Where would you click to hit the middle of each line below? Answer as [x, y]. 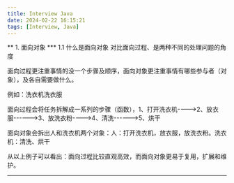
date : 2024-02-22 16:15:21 [46, 20]
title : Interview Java [40, 14]
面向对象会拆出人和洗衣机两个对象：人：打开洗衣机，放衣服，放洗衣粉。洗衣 [117, 133]
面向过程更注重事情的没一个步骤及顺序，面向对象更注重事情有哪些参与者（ [114, 71]
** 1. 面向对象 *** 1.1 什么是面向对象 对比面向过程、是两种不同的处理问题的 [114, 47]
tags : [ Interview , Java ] [43, 27]
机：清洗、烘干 [29, 142]
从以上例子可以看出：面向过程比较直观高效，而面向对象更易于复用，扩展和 [114, 156]
